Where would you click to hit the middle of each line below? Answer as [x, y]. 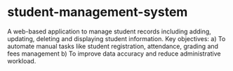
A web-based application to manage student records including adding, [109, 31]
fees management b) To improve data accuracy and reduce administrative [114, 54]
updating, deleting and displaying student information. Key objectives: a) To [116, 38]
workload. [22, 61]
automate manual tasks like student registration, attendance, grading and [113, 46]
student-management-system [98, 12]
